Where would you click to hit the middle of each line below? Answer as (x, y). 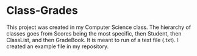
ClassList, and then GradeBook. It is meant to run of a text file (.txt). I (92, 40)
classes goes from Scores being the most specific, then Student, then (94, 33)
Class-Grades (42, 11)
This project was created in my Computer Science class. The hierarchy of (99, 27)
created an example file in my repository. (58, 46)
